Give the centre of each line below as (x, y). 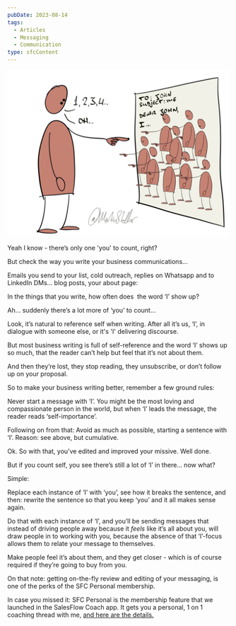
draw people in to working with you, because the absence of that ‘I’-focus (115, 536)
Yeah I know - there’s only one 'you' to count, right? (82, 248)
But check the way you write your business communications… (98, 261)
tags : (15, 22)
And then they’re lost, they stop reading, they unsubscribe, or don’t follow (114, 366)
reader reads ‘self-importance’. (52, 416)
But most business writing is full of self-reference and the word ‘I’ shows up (117, 345)
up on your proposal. (38, 374)
